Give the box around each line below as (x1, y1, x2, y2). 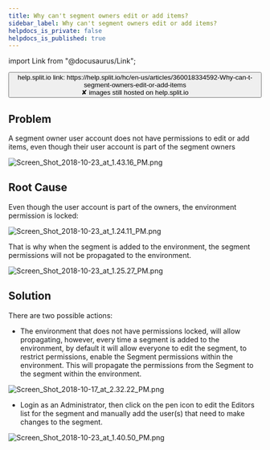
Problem (8, 112, 52, 125)
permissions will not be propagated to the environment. (8, 250, 191, 260)
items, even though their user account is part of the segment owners (8, 142, 235, 152)
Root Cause (8, 181, 68, 194)
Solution (8, 289, 51, 303)
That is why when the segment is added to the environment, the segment (8, 242, 251, 252)
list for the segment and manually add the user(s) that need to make (19, 408, 245, 418)
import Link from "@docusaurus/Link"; (8, 56, 137, 66)
